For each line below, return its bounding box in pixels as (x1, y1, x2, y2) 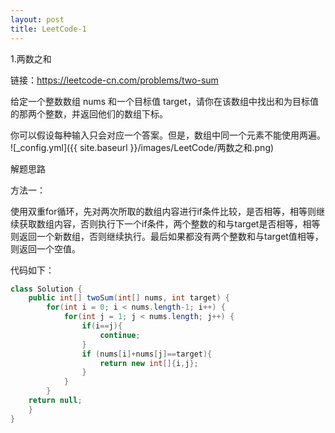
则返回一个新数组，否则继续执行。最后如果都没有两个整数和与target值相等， (10, 230, 324, 242)
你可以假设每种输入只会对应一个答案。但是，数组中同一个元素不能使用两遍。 (10, 129, 326, 141)
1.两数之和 (10, 52, 52, 65)
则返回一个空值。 (10, 242, 81, 255)
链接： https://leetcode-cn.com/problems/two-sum (10, 74, 219, 86)
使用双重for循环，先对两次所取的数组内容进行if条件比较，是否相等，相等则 (10, 205, 317, 217)
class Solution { (10, 284, 83, 294)
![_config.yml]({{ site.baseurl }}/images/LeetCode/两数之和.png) (10, 141, 275, 153)
